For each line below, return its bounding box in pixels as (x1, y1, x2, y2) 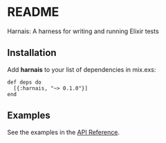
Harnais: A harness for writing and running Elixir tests (7, 27, 159, 35)
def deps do (7, 79, 41, 86)
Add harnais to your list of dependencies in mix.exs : (7, 65, 156, 73)
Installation (7, 47, 57, 59)
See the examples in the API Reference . (7, 128, 120, 136)
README (7, 4, 59, 20)
